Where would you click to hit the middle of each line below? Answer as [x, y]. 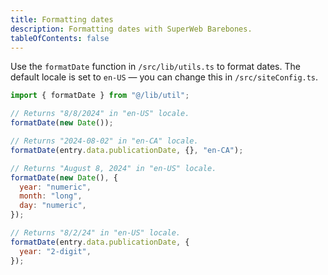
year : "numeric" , [55, 187]
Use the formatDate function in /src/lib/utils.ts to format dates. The [155, 67]
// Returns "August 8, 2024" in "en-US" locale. [113, 168]
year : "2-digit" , [55, 251]
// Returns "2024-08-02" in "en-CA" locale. [104, 141]
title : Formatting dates [62, 19]
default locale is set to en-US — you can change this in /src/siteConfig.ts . [164, 77]
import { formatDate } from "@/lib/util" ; [100, 96]
